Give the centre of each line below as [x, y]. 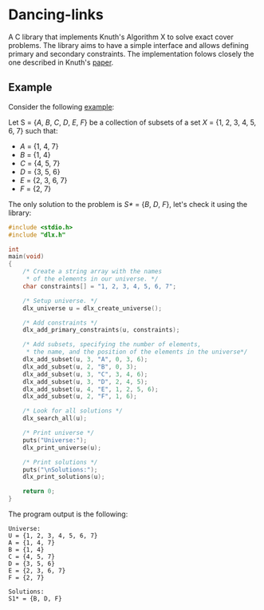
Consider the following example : [61, 106]
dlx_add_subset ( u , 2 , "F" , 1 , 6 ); [80, 397]
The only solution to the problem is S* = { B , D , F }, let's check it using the [128, 204]
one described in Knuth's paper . [61, 62]
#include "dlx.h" [37, 235]
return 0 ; [39, 492]
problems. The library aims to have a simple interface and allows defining [128, 45]
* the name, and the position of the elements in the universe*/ [137, 352]
